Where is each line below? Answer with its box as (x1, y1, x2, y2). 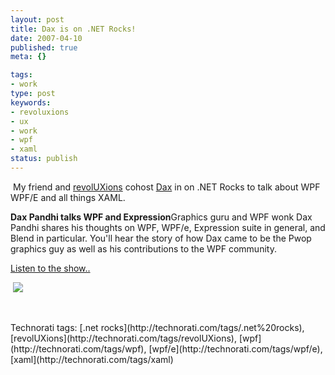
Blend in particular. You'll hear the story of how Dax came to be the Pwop (10, 232, 312, 244)
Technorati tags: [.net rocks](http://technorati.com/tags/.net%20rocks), (10, 321, 305, 333)
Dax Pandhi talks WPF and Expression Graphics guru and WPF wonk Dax (10, 211, 313, 223)
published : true (10, 42, 78, 53)
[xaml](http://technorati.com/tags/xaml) (10, 353, 174, 365)
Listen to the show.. (10, 262, 91, 274)
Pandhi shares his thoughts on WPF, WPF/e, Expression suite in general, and (10, 221, 326, 233)
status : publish (10, 154, 78, 164)
